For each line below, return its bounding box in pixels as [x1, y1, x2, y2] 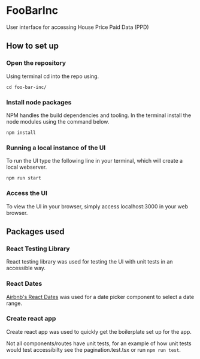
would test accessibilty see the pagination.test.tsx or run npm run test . [6, 346, 181, 353]
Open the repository [6, 59, 66, 67]
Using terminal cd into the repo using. [6, 73, 99, 80]
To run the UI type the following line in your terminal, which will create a [6, 157, 183, 164]
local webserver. [6, 163, 47, 171]
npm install [6, 130, 36, 136]
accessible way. [6, 265, 46, 272]
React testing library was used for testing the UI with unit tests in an [6, 258, 173, 265]
